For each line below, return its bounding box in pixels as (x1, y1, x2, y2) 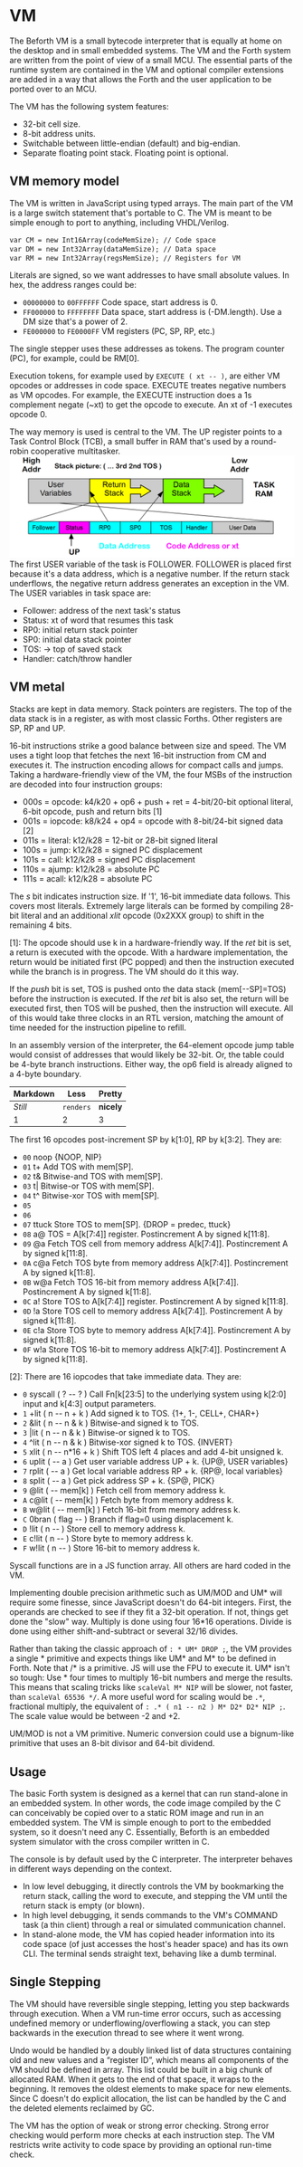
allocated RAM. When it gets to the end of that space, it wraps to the (9, 2074, 265, 2085)
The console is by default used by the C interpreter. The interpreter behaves (9, 1854, 293, 1865)
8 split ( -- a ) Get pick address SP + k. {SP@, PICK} (22, 1475, 215, 1486)
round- (251, 435, 278, 446)
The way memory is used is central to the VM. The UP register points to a (9, 426, 283, 437)
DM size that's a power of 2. (22, 316, 128, 327)
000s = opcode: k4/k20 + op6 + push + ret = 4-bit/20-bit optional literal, (22, 796, 294, 807)
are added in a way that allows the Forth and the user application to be (9, 73, 272, 84)
